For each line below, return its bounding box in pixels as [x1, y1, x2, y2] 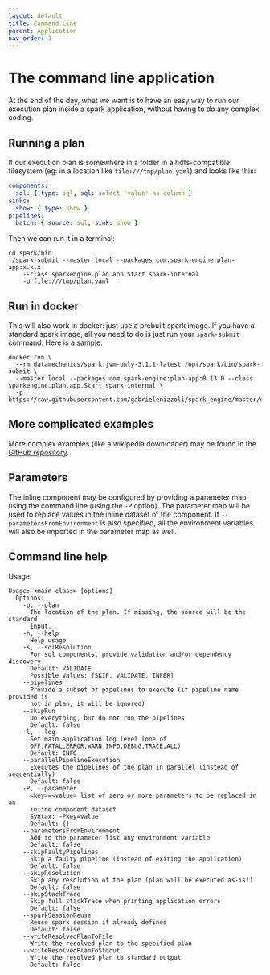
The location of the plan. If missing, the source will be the [29, 608, 247, 616]
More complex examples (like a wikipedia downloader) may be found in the [8, 438, 257, 448]
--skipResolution [22, 869, 81, 877]
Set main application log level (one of [29, 735, 167, 743]
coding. [8, 113, 34, 122]
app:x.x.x [8, 263, 42, 272]
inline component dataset [29, 805, 117, 814]
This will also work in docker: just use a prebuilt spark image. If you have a [8, 321, 255, 330]
